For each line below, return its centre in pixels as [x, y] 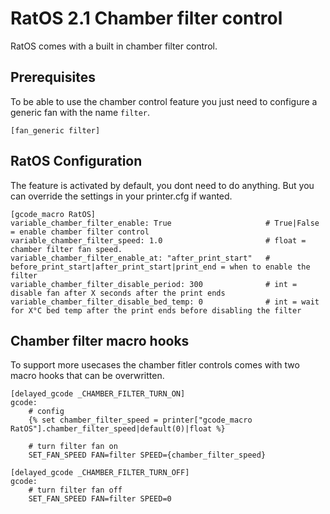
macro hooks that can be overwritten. [87, 376]
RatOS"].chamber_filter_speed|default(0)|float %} [118, 429]
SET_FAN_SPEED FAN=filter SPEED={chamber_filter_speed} [147, 455]
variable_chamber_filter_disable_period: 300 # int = [154, 284]
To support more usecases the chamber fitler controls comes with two [155, 365]
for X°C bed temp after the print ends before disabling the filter [156, 310]
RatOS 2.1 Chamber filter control [146, 18]
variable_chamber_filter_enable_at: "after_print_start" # [140, 258]
